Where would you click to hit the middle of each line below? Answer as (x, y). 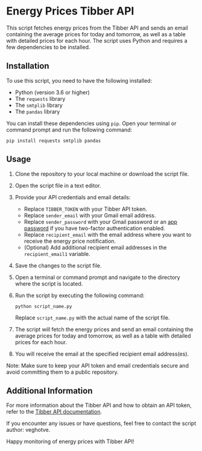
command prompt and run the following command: (69, 130)
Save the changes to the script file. (58, 265)
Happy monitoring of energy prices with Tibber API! (70, 441)
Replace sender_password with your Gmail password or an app (101, 222)
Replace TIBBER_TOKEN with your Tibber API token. (86, 209)
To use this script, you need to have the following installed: (79, 80)
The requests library (40, 98)
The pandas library (37, 111)
